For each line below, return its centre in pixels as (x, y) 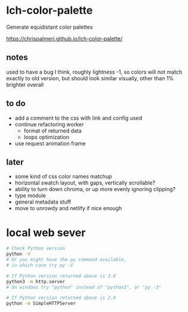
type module (30, 196)
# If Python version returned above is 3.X (61, 276)
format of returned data (53, 131)
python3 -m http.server (36, 281)
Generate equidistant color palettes (50, 27)
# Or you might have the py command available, (67, 260)
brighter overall (25, 84)
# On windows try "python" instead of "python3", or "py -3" (84, 287)
